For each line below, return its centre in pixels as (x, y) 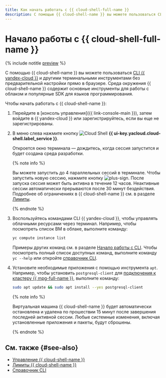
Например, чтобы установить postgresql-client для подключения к (84, 273)
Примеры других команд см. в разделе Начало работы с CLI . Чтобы (84, 248)
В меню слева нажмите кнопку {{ (62, 133)
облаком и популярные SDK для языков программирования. (69, 94)
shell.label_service (32, 139)
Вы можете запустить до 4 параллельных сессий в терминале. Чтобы (86, 173)
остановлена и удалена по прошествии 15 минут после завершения (84, 312)
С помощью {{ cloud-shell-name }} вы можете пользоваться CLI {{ (75, 73)
